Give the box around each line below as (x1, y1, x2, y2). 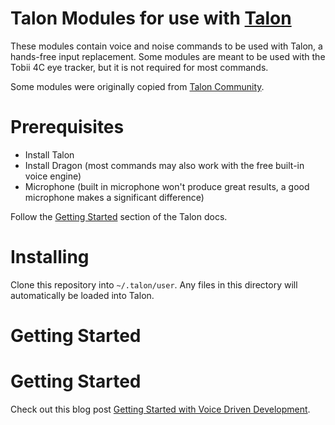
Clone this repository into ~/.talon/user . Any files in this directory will (10, 278, 298, 291)
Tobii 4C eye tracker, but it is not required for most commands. (10, 61, 269, 73)
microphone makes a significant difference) (24, 191, 205, 203)
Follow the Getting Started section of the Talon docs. (10, 210, 228, 222)
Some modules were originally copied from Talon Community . (10, 80, 265, 92)
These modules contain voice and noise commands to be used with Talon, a (10, 40, 323, 52)
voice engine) (24, 170, 82, 182)
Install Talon (24, 148, 75, 161)
